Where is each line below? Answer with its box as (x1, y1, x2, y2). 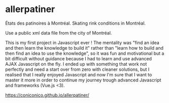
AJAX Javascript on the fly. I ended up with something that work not (5, 61, 147, 67)
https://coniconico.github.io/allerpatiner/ (5, 92, 89, 98)
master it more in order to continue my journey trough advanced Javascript (5, 77, 161, 83)
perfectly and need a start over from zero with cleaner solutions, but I (5, 66, 150, 72)
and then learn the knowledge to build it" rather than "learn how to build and (5, 45, 164, 51)
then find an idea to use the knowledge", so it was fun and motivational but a (5, 50, 164, 56)
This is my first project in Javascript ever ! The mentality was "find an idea (5, 39, 160, 46)
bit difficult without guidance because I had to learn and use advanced (5, 55, 152, 61)
